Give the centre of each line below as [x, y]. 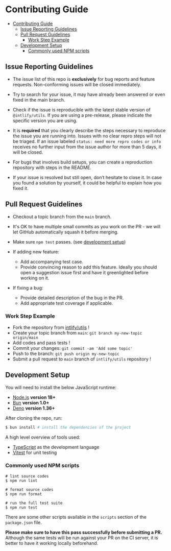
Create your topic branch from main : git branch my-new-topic [77, 332]
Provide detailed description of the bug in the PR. [72, 298]
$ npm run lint [21, 481]
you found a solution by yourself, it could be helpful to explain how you [87, 183]
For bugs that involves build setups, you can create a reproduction [82, 162]
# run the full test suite [34, 503]
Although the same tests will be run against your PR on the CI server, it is [82, 538]
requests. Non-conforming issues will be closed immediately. [77, 84]
